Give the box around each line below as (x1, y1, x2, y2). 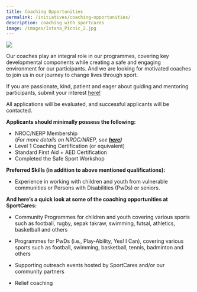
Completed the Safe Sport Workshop (14, 155, 105, 162)
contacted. (6, 107, 33, 114)
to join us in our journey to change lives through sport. (6, 72, 138, 79)
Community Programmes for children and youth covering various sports (14, 214, 190, 221)
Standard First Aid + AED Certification (14, 149, 108, 156)
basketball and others (14, 226, 68, 233)
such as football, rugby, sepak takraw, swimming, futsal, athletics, (14, 220, 176, 227)
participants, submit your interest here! (6, 89, 101, 97)
